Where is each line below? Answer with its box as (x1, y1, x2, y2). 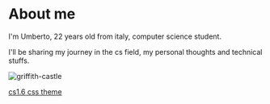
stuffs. (8, 56, 30, 65)
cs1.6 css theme (8, 86, 62, 97)
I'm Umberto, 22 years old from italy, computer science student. (8, 31, 222, 41)
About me (8, 5, 76, 23)
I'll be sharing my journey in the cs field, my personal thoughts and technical (8, 47, 263, 56)
